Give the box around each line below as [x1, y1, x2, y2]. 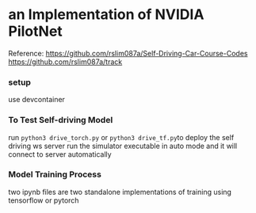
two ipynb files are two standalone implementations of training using [8, 187, 232, 196]
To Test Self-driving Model [8, 115, 113, 126]
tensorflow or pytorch [8, 196, 79, 205]
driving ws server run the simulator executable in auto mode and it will [8, 141, 238, 150]
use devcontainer [8, 95, 66, 105]
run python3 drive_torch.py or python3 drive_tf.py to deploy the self [8, 132, 235, 142]
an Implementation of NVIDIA [8, 6, 204, 24]
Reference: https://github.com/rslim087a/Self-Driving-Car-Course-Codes [8, 48, 248, 58]
